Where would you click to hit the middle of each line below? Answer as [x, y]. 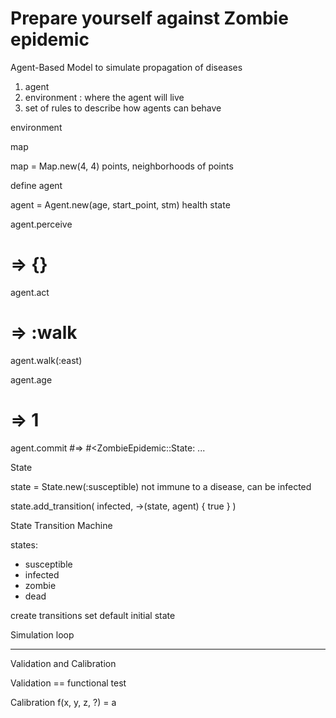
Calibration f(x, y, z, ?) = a [63, 702]
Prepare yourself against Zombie [149, 18]
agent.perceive [41, 224]
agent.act [30, 292]
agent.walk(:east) [46, 360]
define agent [36, 185]
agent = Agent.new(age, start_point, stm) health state [120, 204]
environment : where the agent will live [104, 97]
